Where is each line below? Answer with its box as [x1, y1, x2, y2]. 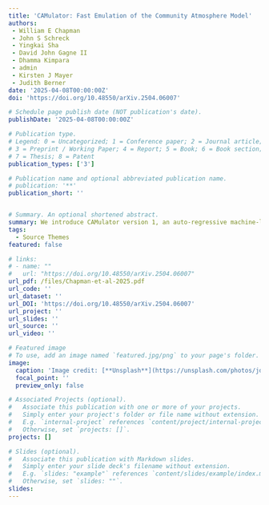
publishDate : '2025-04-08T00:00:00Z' [8, 115, 134, 124]
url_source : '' [8, 322, 59, 330]
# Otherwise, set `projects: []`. [8, 426, 130, 434]
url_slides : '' [8, 314, 59, 323]
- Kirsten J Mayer [11, 71, 74, 79]
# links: [8, 255, 38, 263]
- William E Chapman [11, 26, 81, 34]
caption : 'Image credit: [15, 366, 98, 374]
